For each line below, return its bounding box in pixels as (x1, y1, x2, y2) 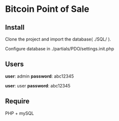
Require (5, 97, 30, 106)
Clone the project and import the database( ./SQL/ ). (5, 36, 111, 42)
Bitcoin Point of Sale (5, 3, 90, 15)
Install (5, 23, 25, 32)
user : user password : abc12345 (5, 82, 71, 88)
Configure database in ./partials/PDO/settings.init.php (5, 46, 115, 51)
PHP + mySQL (5, 110, 34, 116)
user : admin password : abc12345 (5, 73, 74, 79)
